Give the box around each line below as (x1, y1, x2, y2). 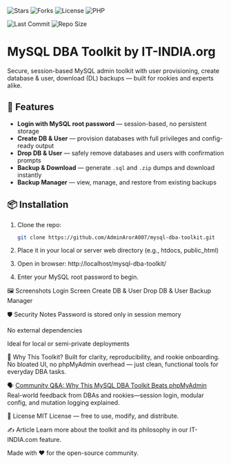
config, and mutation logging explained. (7, 399, 120, 407)
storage (17, 127, 39, 135)
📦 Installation (7, 199, 69, 211)
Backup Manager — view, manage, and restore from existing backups (17, 178, 217, 186)
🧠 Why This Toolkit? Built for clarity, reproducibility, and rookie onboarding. (7, 353, 220, 361)
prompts (17, 156, 41, 165)
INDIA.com (7, 436, 38, 444)
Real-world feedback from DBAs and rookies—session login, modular (7, 391, 205, 399)
